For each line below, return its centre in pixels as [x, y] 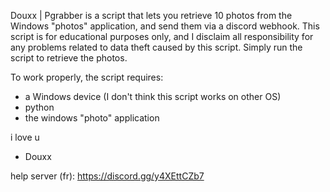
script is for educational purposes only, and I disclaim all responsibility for [162, 36]
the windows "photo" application [92, 118]
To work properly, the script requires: [87, 77]
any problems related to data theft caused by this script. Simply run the [156, 47]
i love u [25, 137]
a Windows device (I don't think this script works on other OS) [153, 96]
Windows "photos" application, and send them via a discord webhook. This [165, 26]
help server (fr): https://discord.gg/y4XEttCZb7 [107, 176]
